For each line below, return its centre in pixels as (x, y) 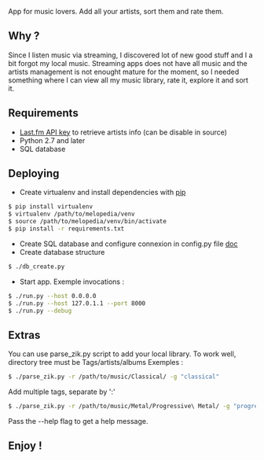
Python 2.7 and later (52, 140)
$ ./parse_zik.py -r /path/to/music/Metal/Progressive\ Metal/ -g (119, 407)
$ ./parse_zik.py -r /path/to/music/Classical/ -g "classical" (114, 377)
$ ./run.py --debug (40, 311)
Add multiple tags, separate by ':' (62, 392)
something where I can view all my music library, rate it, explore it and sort (128, 80)
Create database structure (62, 252)
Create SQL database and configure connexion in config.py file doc (128, 244)
